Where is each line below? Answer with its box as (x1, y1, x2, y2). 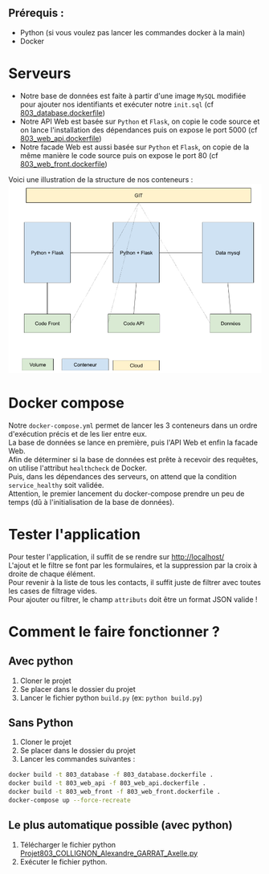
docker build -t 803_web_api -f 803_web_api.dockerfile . (8, 779, 206, 787)
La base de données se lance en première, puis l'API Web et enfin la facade (8, 437, 259, 447)
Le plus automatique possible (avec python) (8, 819, 233, 832)
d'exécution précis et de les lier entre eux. (8, 429, 147, 438)
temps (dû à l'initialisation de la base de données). (8, 497, 175, 506)
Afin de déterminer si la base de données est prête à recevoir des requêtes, (8, 454, 259, 464)
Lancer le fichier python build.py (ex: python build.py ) (19, 693, 203, 702)
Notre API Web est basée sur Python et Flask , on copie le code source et (19, 116, 260, 126)
